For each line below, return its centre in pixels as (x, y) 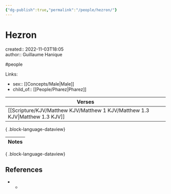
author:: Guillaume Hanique (34, 54)
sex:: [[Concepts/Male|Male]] (44, 84)
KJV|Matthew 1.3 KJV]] (36, 117)
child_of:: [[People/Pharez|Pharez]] (49, 89)
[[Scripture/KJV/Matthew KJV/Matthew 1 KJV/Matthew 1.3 (79, 110)
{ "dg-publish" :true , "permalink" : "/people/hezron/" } (61, 10)
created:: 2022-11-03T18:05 (35, 49)
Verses (85, 102)
